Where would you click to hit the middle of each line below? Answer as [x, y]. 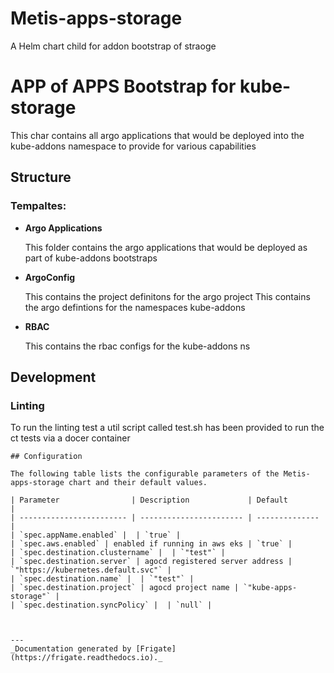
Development [53, 377]
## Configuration [46, 457]
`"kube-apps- [270, 588]
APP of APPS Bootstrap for [123, 86]
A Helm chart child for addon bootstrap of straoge [113, 46]
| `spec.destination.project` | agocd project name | [125, 588]
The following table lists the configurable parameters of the [145, 474]
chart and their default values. [138, 483]
